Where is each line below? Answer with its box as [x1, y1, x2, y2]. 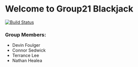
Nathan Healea [12, 58, 42, 64]
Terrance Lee [12, 53, 39, 58]
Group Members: [5, 31, 46, 38]
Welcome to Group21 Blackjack [5, 3, 134, 14]
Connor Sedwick [12, 47, 46, 54]
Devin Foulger [12, 42, 40, 48]
